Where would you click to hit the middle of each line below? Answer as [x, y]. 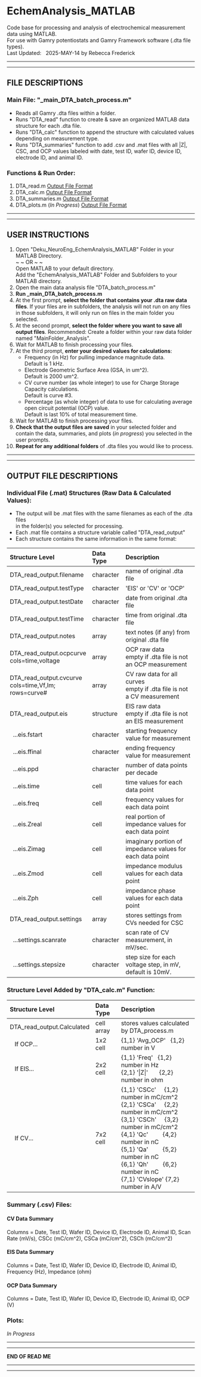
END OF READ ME [29, 1356]
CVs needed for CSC [154, 923]
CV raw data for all [151, 674]
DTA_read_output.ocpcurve [48, 654]
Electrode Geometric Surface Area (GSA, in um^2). [86, 370]
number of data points [157, 765]
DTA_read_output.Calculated [50, 1027]
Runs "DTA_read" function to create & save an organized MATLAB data [102, 119]
